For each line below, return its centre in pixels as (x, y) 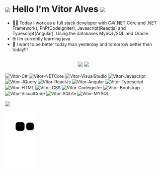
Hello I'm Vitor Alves (55, 9)
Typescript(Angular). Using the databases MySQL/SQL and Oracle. (81, 33)
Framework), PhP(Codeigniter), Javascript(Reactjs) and (69, 28)
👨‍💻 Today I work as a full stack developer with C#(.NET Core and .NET (84, 23)
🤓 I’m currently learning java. (42, 39)
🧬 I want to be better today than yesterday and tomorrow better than (82, 44)
